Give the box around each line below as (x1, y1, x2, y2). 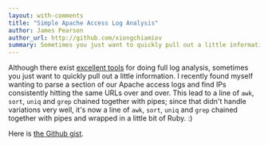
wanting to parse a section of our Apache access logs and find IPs (8, 80, 227, 90)
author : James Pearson (8, 26, 84, 34)
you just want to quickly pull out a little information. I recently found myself (8, 71, 254, 81)
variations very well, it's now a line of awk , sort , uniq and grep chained (8, 105, 238, 115)
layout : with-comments (8, 11, 84, 20)
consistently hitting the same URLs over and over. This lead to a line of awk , (8, 88, 254, 98)
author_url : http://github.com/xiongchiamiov (8, 33, 162, 42)
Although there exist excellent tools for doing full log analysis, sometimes (8, 63, 249, 72)
